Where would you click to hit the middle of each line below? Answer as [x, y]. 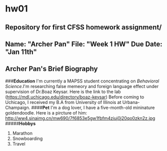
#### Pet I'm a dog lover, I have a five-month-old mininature [93, 107]
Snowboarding [27, 138]
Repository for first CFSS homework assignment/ [83, 27]
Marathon [22, 133]
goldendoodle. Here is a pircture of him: [46, 112]
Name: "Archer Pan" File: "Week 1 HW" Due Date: [84, 44]
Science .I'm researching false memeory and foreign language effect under [82, 86]
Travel [19, 143]
